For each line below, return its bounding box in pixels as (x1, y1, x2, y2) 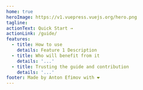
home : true (6, 8, 33, 15)
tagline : (6, 20, 28, 25)
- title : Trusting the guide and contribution (11, 63, 129, 70)
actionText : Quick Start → (6, 25, 73, 31)
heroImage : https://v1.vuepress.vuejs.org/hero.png (6, 14, 137, 20)
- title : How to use (11, 42, 63, 48)
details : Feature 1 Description (17, 47, 97, 53)
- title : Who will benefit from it (11, 53, 100, 59)
